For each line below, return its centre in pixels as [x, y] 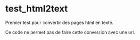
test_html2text [37, 9]
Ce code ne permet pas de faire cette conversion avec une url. [70, 32]
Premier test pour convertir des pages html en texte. [59, 22]
